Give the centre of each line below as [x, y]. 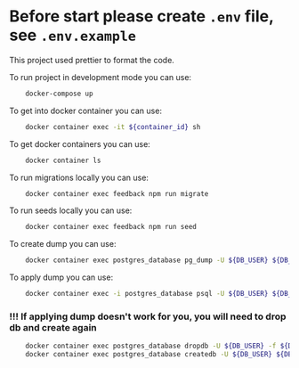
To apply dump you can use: [61, 277]
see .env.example [73, 35]
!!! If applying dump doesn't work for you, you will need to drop [148, 316]
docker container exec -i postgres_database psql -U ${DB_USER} [147, 294]
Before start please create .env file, [141, 16]
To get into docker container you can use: [86, 110]
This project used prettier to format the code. [92, 60]
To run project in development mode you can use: [101, 77]
